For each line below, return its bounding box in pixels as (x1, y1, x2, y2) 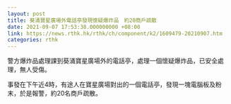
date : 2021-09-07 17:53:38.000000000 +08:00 (7, 23, 141, 30)
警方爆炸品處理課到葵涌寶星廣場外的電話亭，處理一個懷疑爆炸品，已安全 (7, 57, 218, 65)
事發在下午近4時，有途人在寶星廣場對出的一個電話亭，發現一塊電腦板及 (7, 80, 216, 89)
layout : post (7, 10, 46, 18)
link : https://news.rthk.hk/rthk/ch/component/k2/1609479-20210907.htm (7, 30, 223, 37)
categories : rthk (7, 37, 59, 44)
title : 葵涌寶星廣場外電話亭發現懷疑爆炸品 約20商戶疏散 (7, 17, 157, 24)
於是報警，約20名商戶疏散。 (19, 89, 102, 98)
